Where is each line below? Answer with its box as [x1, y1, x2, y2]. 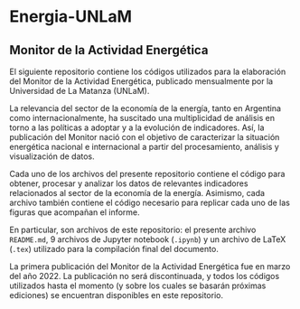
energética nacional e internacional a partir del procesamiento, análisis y [9, 142, 280, 152]
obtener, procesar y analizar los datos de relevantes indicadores [9, 178, 248, 189]
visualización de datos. [9, 151, 95, 162]
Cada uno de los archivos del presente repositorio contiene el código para [9, 169, 286, 179]
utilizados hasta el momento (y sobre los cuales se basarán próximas [9, 280, 267, 291]
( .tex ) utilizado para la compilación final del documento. [9, 244, 219, 254]
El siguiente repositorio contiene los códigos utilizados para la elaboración [9, 66, 286, 77]
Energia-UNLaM [9, 6, 133, 27]
